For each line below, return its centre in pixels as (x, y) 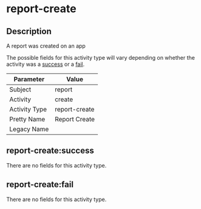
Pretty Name (27, 119)
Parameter (29, 79)
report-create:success (50, 151)
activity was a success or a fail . (46, 64)
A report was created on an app (46, 46)
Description (29, 31)
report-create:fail (40, 185)
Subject (20, 89)
